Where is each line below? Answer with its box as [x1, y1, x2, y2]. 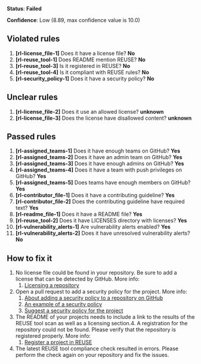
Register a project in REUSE [24, 339, 92, 346]
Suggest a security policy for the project [24, 307, 123, 315]
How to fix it [7, 253, 52, 263]
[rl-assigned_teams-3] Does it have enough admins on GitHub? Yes [15, 160, 184, 167]
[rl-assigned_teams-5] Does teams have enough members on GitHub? [15, 179, 191, 186]
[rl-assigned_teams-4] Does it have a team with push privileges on [15, 166, 183, 173]
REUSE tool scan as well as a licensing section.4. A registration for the [15, 320, 188, 327]
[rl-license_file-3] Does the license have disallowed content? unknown [15, 114, 192, 122]
